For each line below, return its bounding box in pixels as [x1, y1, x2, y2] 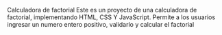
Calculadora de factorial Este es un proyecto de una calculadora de [7, 6, 197, 14]
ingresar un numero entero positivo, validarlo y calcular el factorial [7, 21, 195, 28]
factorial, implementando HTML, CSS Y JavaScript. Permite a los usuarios [7, 13, 216, 21]
